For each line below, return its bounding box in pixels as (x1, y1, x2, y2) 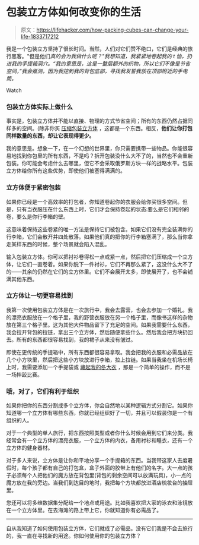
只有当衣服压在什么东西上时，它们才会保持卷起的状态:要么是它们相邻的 (16, 206, 190, 213)
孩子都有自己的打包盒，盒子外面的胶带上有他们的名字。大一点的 (31, 464, 188, 471)
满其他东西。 (6, 275, 37, 282)
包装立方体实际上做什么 (6, 102, 73, 111)
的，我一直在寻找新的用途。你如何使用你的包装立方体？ (6, 533, 141, 540)
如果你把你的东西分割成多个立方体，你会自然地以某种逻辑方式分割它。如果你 (6, 402, 193, 409)
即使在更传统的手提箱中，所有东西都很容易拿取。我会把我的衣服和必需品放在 (6, 348, 193, 355)
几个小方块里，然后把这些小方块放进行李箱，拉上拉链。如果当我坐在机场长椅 (6, 356, 193, 363)
